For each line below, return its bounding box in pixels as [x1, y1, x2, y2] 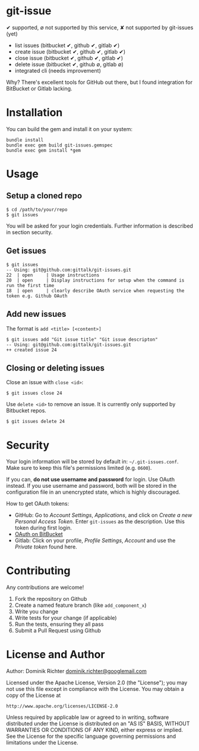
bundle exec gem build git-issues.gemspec [6, 142, 113, 148]
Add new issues [6, 309, 67, 319]
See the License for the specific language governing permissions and [6, 733, 176, 740]
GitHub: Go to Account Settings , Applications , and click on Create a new [14, 512, 192, 519]
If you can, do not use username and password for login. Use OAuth [6, 476, 175, 483]
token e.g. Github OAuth [6, 293, 68, 299]
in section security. [6, 228, 53, 236]
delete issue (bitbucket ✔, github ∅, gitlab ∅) [14, 61, 124, 68]
